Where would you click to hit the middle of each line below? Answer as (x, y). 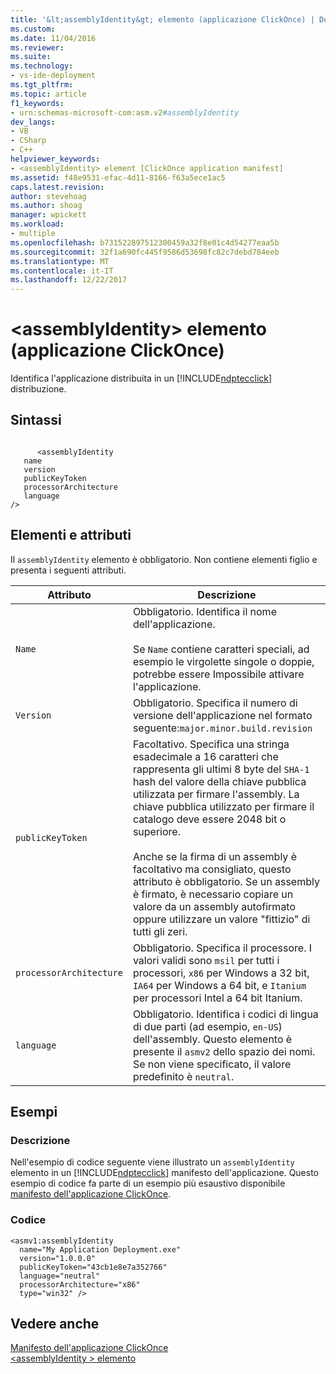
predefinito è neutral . (183, 1076)
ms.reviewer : (37, 47)
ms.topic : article (48, 94)
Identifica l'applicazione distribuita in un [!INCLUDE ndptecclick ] (141, 378)
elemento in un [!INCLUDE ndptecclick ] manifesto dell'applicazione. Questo (165, 1173)
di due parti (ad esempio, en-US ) (207, 1026)
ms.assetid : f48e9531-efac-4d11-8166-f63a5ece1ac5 (118, 177)
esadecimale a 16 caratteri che (205, 756)
